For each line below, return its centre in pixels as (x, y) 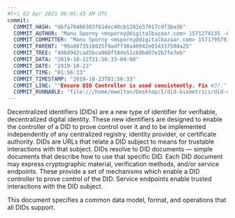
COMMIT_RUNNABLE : (39, 92)
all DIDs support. (31, 207)
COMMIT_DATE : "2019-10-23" (53, 66)
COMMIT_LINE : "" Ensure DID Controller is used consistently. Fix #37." (120, 86)
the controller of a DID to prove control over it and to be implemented (107, 127)
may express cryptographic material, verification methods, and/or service (113, 164)
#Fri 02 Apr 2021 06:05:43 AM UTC (58, 14)
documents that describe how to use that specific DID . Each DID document (115, 157)
